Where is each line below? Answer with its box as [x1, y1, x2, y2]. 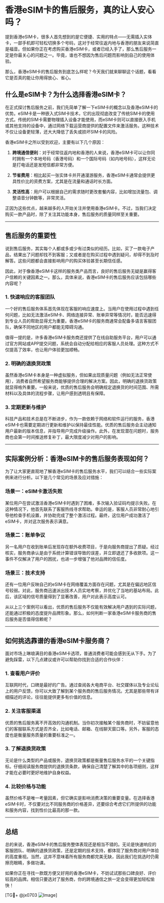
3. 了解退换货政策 [5, 745, 46, 752]
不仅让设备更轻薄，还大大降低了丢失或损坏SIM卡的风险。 [5, 129, 120, 134]
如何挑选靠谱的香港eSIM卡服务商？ [5, 637, 111, 645]
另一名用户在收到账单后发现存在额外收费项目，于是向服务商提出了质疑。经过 [5, 544, 159, 550]
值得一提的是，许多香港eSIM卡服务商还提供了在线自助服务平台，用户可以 [5, 334, 152, 340]
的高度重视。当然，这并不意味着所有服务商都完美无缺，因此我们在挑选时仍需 [5, 854, 159, 859]
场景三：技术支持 [5, 569, 45, 576]
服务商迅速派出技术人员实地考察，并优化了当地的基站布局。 [35, 588, 155, 594]
